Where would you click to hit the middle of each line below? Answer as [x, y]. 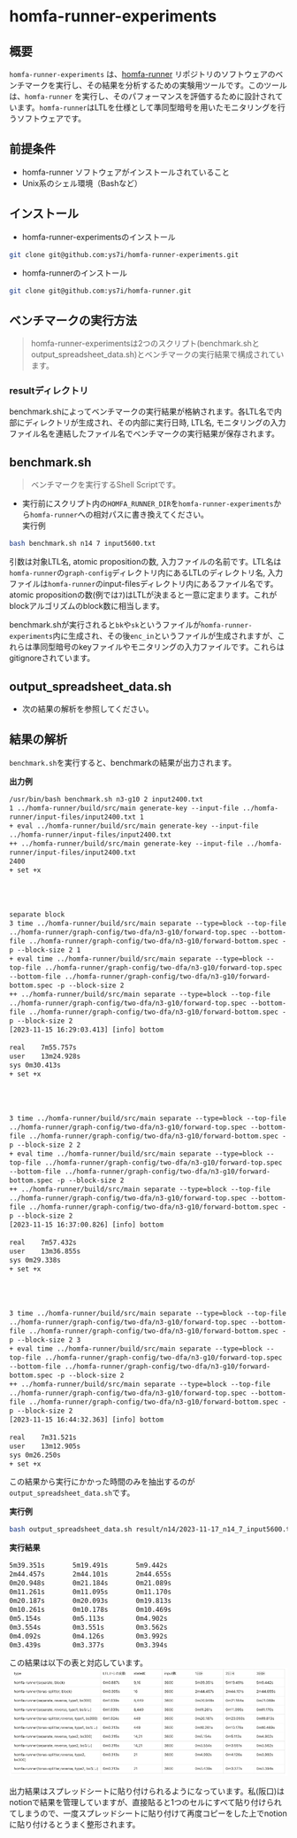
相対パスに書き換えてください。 [151, 515]
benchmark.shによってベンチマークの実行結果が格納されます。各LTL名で [142, 412]
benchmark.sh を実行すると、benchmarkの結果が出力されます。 [123, 762]
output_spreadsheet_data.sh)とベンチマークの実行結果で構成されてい [157, 354]
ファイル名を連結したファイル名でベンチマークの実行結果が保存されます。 [145, 434]
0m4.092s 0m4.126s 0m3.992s [88, 1636]
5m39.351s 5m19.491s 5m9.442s [88, 1565]
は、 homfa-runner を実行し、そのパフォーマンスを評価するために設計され [142, 96]
